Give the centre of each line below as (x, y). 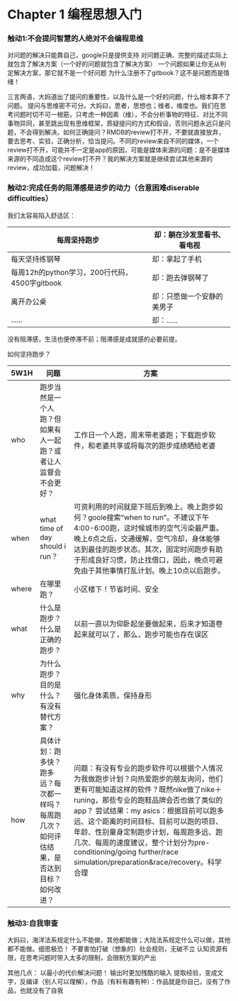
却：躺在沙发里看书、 (189, 235)
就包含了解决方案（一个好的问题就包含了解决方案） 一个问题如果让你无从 (114, 64)
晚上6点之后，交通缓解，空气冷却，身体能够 (147, 538)
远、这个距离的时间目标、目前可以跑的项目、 (148, 821)
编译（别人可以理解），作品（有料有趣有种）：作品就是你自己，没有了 (125, 982)
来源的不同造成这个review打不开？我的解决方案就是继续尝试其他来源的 (110, 159)
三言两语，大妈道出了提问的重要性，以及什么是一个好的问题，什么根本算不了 (119, 97)
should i (53, 546)
